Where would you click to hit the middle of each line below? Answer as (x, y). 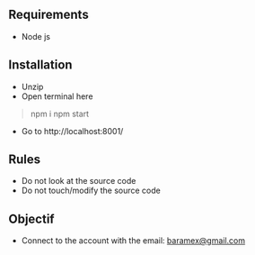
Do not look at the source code (79, 181)
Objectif (31, 219)
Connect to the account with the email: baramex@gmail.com (133, 241)
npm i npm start (60, 114)
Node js (36, 36)
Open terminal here (57, 96)
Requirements (48, 15)
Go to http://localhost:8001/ (72, 131)
